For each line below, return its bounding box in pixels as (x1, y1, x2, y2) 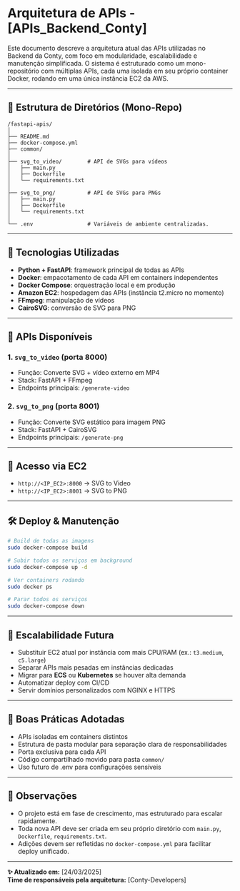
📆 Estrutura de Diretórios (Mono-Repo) (7, 101, 183, 114)
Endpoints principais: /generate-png (17, 433, 124, 441)
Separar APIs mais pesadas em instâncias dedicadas (17, 663, 174, 672)
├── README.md (7, 133, 50, 140)
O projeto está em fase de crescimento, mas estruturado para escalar (17, 809, 223, 817)
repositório (7, 66, 39, 75)
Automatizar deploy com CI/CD (17, 678, 110, 687)
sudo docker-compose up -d (7, 563, 88, 570)
